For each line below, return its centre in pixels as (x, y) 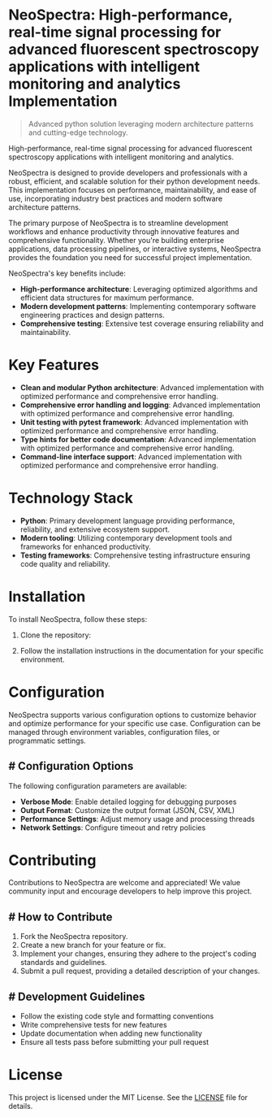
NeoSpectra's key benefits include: (67, 273)
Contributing (52, 860)
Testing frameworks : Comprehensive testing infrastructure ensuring (135, 555)
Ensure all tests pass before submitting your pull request (114, 1042)
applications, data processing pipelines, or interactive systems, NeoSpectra (135, 249)
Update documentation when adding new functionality (111, 1033)
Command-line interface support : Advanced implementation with (131, 456)
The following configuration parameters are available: (98, 785)
